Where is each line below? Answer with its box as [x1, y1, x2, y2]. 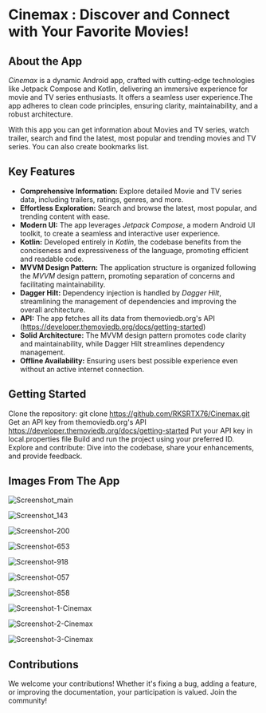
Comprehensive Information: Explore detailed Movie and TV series [19, 186, 242, 196]
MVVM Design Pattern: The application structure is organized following [19, 262, 256, 272]
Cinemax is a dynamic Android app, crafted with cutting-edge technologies [8, 76, 255, 85]
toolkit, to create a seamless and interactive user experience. [19, 228, 221, 238]
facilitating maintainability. [19, 279, 106, 289]
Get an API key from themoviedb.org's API [8, 417, 147, 426]
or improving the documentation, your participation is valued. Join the [8, 687, 237, 697]
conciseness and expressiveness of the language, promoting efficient [19, 245, 249, 255]
